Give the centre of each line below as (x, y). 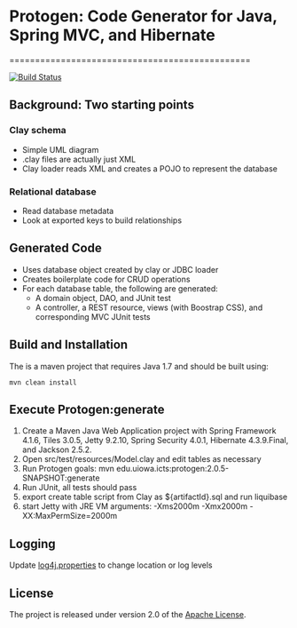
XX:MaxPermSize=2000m (70, 516)
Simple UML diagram (60, 149)
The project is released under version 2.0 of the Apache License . (128, 614)
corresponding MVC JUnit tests (93, 316)
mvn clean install (43, 382)
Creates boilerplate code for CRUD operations (106, 279)
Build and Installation (69, 345)
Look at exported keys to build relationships (102, 220)
